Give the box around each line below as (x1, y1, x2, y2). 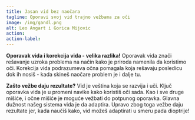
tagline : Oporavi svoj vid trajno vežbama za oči (6, 14, 131, 20)
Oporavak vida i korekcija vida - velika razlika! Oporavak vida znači (6, 52, 172, 59)
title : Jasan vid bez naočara (6, 8, 81, 15)
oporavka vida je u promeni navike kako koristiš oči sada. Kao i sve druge (6, 89, 184, 95)
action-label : (6, 36, 41, 42)
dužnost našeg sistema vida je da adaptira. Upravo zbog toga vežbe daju (6, 101, 183, 108)
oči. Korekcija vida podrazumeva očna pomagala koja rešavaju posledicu (6, 65, 183, 71)
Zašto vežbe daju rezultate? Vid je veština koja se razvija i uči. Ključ (6, 82, 172, 89)
